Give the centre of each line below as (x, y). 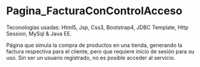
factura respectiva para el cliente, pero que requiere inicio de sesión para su (100, 51)
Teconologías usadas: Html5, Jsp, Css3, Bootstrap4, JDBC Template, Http (97, 27)
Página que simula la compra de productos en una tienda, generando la (94, 45)
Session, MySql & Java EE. (39, 33)
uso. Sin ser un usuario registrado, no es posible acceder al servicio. (91, 58)
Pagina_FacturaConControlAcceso (94, 11)
